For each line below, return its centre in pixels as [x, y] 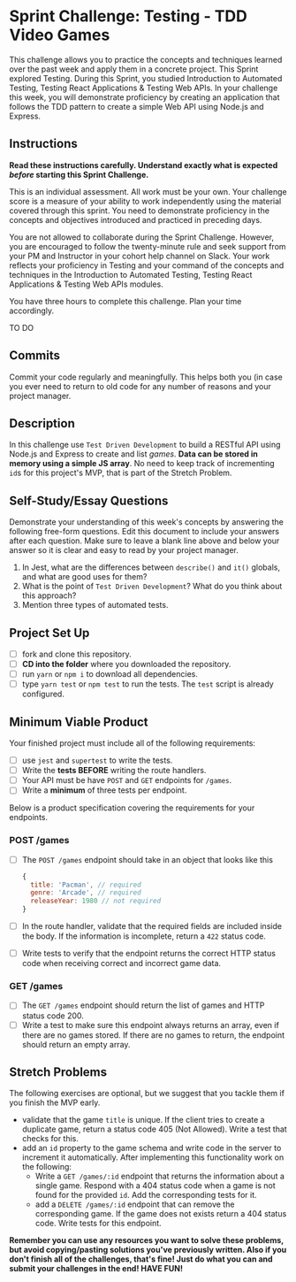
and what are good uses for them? [84, 577]
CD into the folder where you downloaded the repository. [126, 664]
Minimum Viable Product [79, 722]
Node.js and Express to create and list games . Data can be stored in [134, 454]
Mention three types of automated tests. [95, 605]
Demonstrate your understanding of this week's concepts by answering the [147, 522]
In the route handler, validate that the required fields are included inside [152, 926]
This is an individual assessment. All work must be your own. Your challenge [148, 191]
